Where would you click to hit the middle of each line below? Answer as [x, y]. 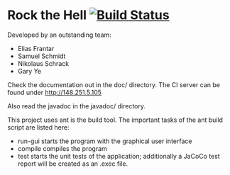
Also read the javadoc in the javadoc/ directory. [77, 106]
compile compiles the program [62, 148]
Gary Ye [29, 71]
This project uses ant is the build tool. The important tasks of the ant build [115, 120]
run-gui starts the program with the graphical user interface [105, 141]
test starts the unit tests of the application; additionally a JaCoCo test [119, 156]
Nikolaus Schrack [43, 63]
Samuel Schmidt [42, 56]
